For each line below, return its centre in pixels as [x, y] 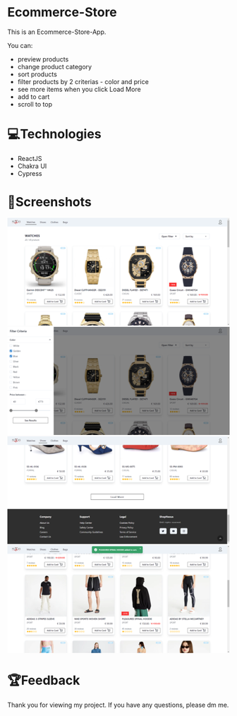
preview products [43, 59]
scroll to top [35, 104]
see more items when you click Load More [79, 89]
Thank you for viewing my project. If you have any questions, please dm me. [118, 705]
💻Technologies [54, 134]
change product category [55, 66]
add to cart [34, 97]
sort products [37, 74]
